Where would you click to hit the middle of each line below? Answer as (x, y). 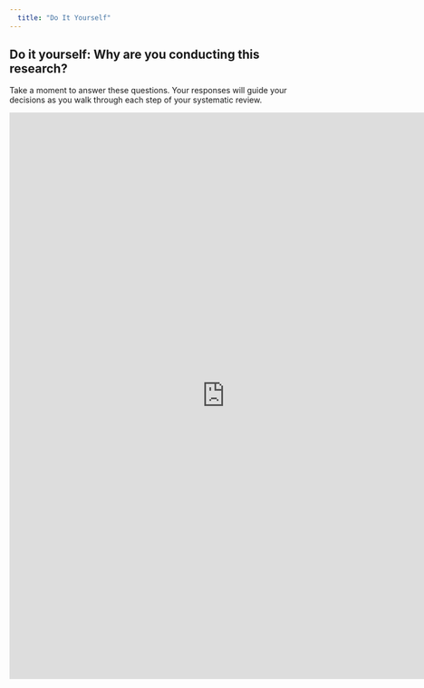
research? (39, 69)
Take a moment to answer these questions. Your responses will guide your (148, 91)
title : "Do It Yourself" (64, 18)
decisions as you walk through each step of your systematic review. (136, 100)
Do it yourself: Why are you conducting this (135, 55)
